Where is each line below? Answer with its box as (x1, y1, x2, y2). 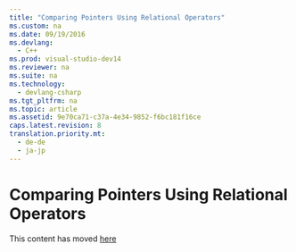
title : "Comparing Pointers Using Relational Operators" (9, 13, 226, 22)
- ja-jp (17, 146, 46, 155)
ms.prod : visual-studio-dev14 (9, 55, 122, 63)
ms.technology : (9, 80, 66, 88)
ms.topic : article (9, 105, 78, 113)
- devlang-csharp (17, 88, 82, 97)
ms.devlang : (9, 38, 53, 47)
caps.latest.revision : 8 (9, 122, 102, 130)
